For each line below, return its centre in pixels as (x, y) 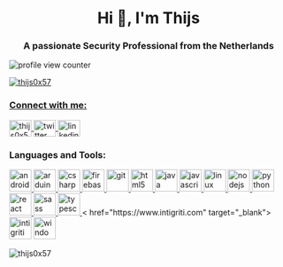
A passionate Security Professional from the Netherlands (149, 46)
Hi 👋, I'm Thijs (149, 18)
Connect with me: (48, 106)
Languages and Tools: (57, 154)
